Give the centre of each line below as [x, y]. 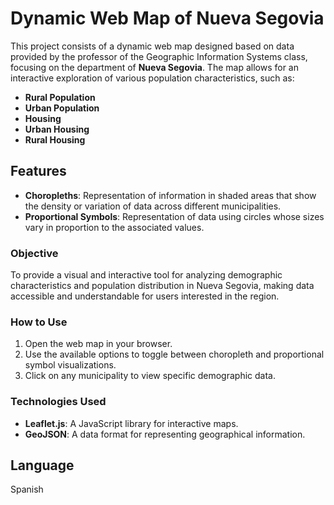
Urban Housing [57, 129]
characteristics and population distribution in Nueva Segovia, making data [162, 286]
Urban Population [62, 108]
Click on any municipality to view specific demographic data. [150, 376]
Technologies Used [58, 402]
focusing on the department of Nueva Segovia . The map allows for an [154, 67]
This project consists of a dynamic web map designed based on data [152, 46]
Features [38, 171]
